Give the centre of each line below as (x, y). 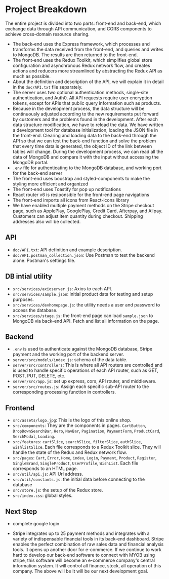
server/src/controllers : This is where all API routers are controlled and (88, 365)
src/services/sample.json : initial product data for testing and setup (83, 294)
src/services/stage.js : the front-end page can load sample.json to (83, 316)
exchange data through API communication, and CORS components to (78, 28)
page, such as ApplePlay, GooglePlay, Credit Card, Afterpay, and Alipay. (88, 211)
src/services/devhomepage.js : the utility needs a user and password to (86, 304)
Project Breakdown (46, 9)
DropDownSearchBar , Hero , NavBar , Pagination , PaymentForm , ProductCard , (87, 431)
